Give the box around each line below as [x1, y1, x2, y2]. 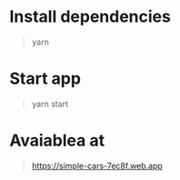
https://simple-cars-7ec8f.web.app [31, 160, 164, 171]
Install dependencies [9, 6, 171, 27]
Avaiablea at [9, 130, 105, 151]
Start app [9, 68, 82, 89]
